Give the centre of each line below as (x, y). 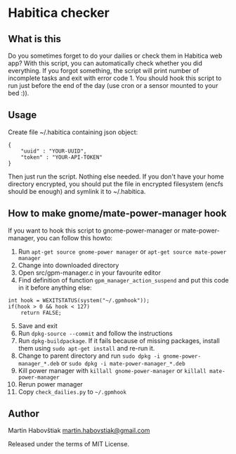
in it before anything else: (55, 287)
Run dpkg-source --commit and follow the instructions (95, 333)
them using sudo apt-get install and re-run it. (86, 348)
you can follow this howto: (75, 238)
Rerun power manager (51, 384)
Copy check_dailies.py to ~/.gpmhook (72, 391)
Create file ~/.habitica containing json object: (73, 132)
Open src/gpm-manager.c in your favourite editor (89, 273)
